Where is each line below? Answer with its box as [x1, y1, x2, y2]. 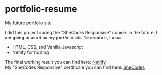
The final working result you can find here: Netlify [5, 59, 106, 65]
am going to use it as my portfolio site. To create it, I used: [5, 35, 123, 40]
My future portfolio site [5, 20, 52, 26]
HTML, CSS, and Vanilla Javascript [12, 44, 83, 50]
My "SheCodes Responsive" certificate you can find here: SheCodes [5, 64, 145, 70]
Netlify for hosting [12, 49, 49, 55]
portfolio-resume [5, 3, 78, 15]
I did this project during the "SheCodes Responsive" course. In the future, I [5, 29, 157, 35]
